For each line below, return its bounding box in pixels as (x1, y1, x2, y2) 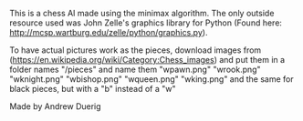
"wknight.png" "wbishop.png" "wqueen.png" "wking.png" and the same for (9, 74, 294, 85)
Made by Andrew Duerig (9, 101, 102, 112)
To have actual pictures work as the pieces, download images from (9, 45, 262, 55)
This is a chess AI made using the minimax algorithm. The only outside (9, 8, 275, 18)
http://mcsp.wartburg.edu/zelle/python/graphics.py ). (9, 27, 208, 37)
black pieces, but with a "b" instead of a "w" (9, 84, 176, 94)
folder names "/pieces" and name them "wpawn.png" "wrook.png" (9, 64, 262, 75)
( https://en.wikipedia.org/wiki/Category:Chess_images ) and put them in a (9, 55, 286, 65)
